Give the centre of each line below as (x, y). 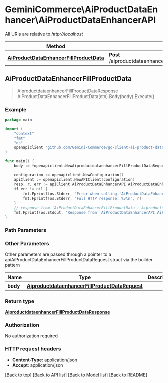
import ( (14, 129)
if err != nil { (31, 189)
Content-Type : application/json (45, 360)
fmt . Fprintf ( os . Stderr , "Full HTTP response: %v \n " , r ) (82, 199)
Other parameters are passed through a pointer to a (58, 254)
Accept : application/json (38, 365)
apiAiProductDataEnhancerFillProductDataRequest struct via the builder (79, 259)
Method (56, 46)
